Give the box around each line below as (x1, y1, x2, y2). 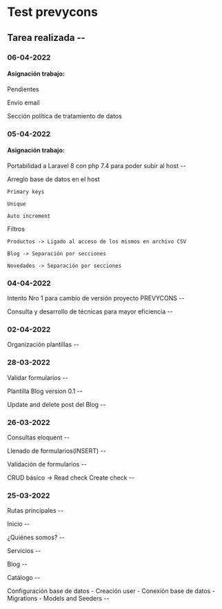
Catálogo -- (7, 574, 41, 582)
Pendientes (7, 84, 39, 93)
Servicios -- (7, 547, 41, 555)
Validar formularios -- (7, 373, 69, 381)
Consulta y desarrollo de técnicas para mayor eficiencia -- (7, 307, 174, 316)
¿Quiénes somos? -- (7, 534, 65, 542)
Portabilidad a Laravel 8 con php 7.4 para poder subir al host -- (7, 161, 186, 170)
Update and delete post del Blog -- (7, 400, 106, 408)
